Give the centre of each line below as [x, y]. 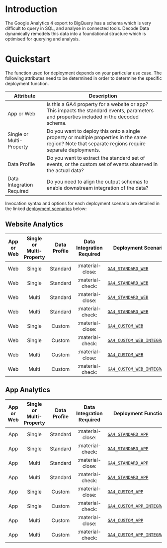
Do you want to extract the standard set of [96, 158]
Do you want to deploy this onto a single [93, 131]
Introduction [31, 9]
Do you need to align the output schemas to [97, 182]
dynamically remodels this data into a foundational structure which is [76, 33]
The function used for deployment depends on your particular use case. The [83, 73]
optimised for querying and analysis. [42, 39]
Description [103, 96]
